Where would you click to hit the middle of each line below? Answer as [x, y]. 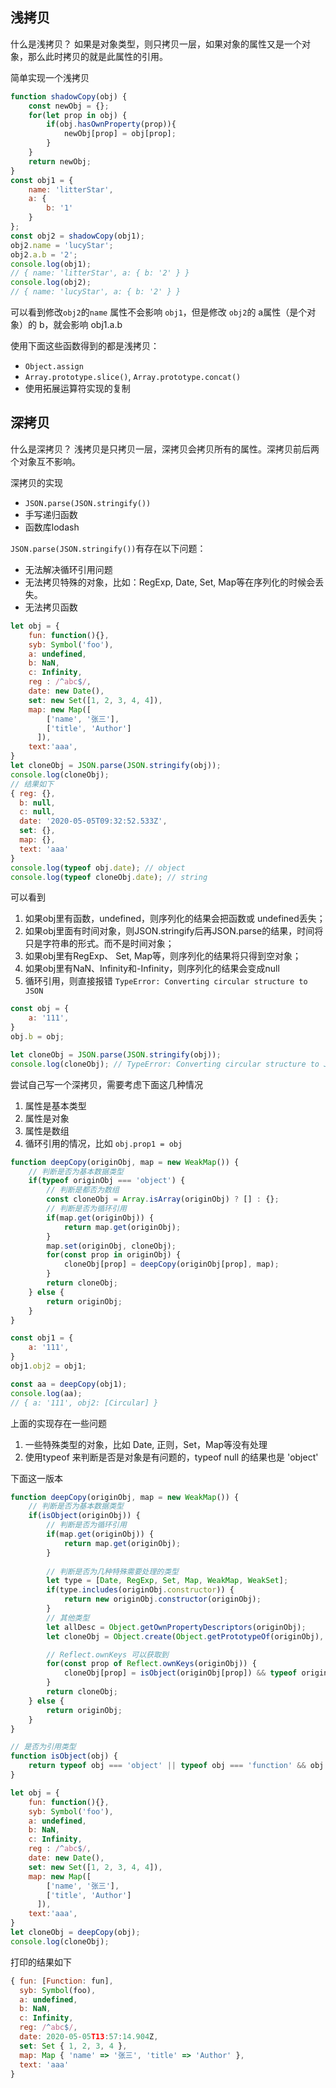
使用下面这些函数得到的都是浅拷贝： [85, 346]
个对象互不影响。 [45, 461]
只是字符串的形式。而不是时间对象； [99, 944]
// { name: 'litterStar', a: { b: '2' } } [100, 273]
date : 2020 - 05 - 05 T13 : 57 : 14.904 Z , [89, 2037]
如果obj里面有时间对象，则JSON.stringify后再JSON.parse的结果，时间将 [174, 931]
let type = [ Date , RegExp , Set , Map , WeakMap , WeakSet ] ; [167, 1581]
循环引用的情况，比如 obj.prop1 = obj [103, 1143]
